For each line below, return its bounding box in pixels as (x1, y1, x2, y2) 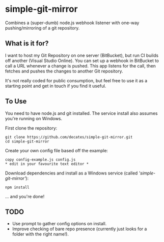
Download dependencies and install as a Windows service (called (5, 170, 138, 176)
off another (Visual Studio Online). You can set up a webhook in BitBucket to (5, 58, 159, 64)
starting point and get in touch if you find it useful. (5, 83, 107, 89)
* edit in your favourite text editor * (5, 161, 89, 166)
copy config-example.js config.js (5, 157, 76, 162)
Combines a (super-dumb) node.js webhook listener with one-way (5, 20, 139, 26)
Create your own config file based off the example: (5, 147, 108, 153)
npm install (5, 185, 29, 190)
